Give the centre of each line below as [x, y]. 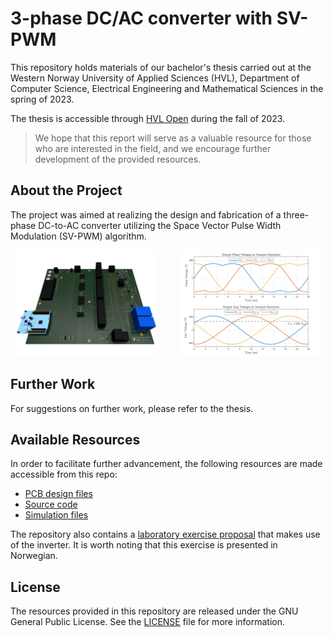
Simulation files [56, 515]
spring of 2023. [42, 99]
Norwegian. [34, 556]
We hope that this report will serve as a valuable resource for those [173, 138]
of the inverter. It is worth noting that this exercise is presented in [144, 545]
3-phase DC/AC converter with [141, 18]
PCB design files [58, 494]
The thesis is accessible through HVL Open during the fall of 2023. [148, 118]
